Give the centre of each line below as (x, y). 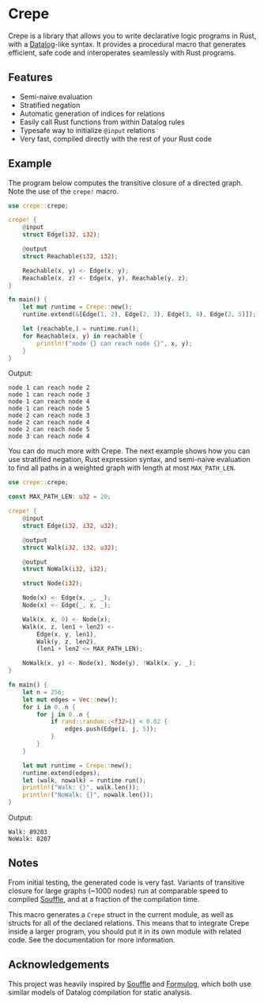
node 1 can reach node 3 (49, 395)
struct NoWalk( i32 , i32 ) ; (65, 569)
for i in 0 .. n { (49, 707)
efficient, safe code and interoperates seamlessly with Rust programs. (122, 52)
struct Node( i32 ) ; (53, 583)
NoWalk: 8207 (30, 839)
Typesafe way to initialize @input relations (87, 130)
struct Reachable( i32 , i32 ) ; (70, 256)
